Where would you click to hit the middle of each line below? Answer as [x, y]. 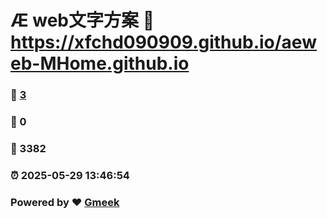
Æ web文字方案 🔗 [82, 20]
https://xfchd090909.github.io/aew [163, 42]
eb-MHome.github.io [100, 63]
